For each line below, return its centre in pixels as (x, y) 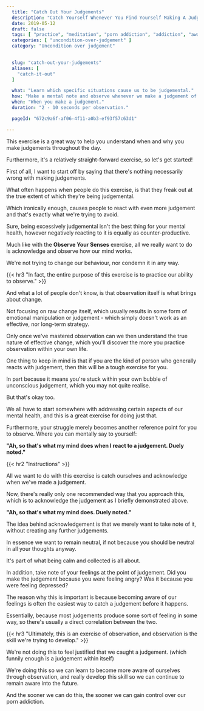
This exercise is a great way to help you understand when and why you (95, 141)
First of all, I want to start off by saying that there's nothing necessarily (95, 171)
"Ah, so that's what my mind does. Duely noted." (69, 512)
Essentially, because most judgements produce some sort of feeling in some (102, 615)
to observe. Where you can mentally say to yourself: (72, 434)
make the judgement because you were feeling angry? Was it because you (100, 579)
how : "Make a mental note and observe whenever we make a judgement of (104, 96)
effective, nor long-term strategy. (48, 324)
